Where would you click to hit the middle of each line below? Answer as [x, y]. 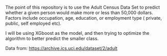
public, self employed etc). [33, 23]
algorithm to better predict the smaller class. [52, 38]
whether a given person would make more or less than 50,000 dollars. [79, 13]
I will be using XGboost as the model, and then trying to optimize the [77, 33]
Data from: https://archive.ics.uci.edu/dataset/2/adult [61, 48]
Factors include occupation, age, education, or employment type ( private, [84, 18]
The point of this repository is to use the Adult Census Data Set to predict [83, 7]
